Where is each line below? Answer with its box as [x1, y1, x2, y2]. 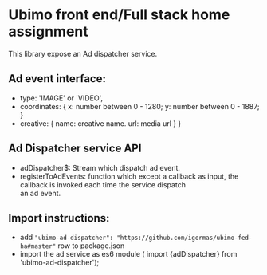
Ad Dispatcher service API [8, 142, 142, 155]
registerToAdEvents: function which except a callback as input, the [19, 171, 239, 181]
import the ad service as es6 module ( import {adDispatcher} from [19, 249, 238, 259]
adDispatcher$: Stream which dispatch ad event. [19, 163, 181, 172]
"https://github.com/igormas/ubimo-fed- [116, 234, 253, 242]
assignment [8, 22, 89, 41]
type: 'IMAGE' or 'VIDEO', [19, 93, 104, 103]
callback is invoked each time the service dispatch [19, 179, 186, 189]
